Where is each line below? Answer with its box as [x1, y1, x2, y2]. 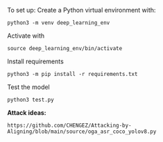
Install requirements [7, 57, 64, 65]
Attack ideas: [7, 109, 46, 117]
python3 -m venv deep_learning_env [7, 19, 110, 26]
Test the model [7, 83, 50, 91]
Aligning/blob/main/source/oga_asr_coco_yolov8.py [7, 128, 157, 135]
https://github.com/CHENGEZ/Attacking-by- [7, 122, 132, 129]
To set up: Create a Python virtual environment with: [7, 6, 156, 14]
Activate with [7, 31, 45, 40]
